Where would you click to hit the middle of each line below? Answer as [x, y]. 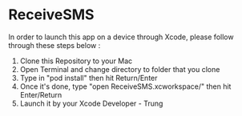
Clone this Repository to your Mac [76, 61]
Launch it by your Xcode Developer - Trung [91, 103]
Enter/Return [41, 94]
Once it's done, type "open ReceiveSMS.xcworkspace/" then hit [125, 86]
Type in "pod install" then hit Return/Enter [89, 78]
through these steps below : [54, 45]
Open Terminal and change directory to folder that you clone [120, 69]
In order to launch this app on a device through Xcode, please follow [121, 37]
